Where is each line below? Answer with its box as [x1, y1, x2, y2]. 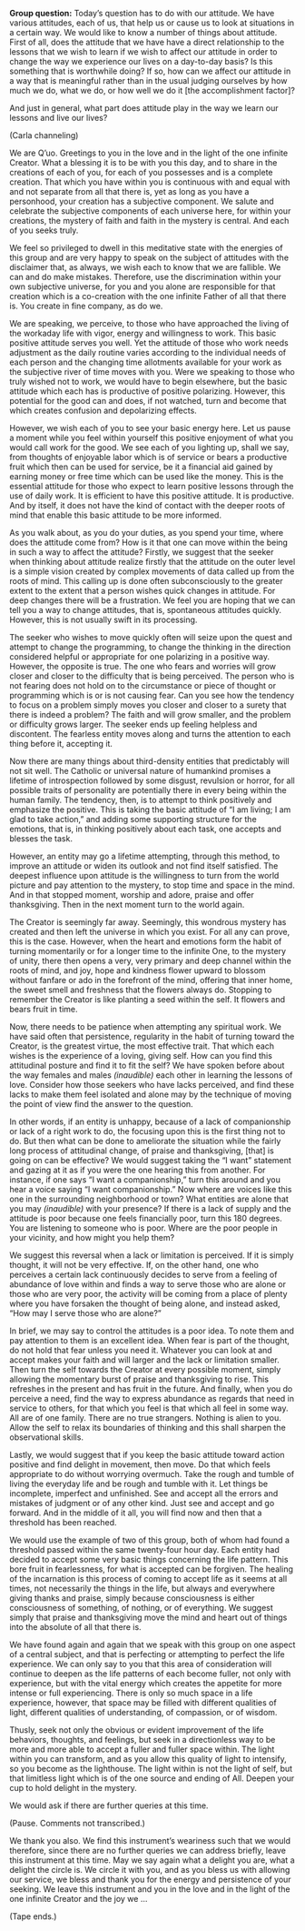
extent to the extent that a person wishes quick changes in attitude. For [9, 586, 276, 596]
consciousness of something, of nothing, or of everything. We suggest [9, 1603, 274, 1613]
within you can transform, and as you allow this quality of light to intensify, [9, 1754, 288, 1764]
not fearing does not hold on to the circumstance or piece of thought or [9, 680, 277, 690]
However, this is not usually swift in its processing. [9, 614, 198, 625]
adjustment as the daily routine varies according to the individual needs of [9, 347, 287, 357]
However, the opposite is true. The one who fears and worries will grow [9, 661, 277, 671]
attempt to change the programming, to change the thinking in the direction [9, 641, 291, 652]
